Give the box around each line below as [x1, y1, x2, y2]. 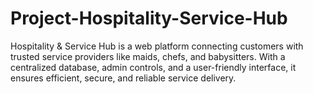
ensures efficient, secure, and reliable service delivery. [10, 72, 237, 84]
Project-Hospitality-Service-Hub [10, 7, 288, 30]
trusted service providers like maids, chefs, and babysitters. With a [10, 50, 286, 62]
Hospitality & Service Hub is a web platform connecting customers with [10, 40, 304, 52]
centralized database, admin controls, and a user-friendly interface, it [10, 61, 297, 73]
